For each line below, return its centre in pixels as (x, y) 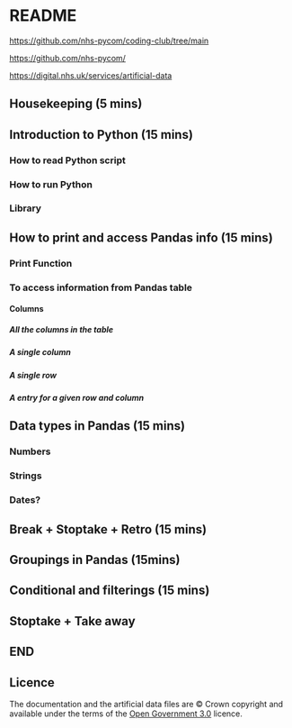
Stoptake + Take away (73, 621)
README (43, 16)
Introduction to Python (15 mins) (101, 135)
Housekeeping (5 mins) (76, 104)
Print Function (41, 263)
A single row (33, 375)
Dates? (25, 500)
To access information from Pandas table (101, 287)
